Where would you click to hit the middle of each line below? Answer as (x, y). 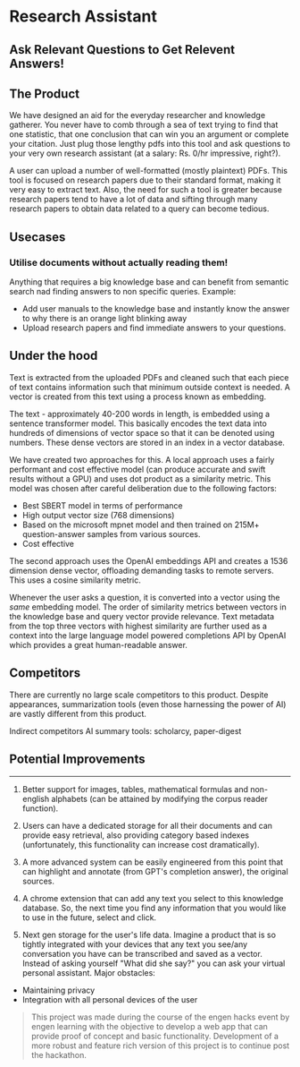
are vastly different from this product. (78, 713)
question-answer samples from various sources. (111, 533)
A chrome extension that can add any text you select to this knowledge (153, 898)
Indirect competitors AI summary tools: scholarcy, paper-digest (125, 730)
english (36, 798)
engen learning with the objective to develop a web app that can (149, 1026)
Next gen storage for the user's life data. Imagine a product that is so (149, 935)
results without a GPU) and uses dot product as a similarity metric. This (140, 478)
